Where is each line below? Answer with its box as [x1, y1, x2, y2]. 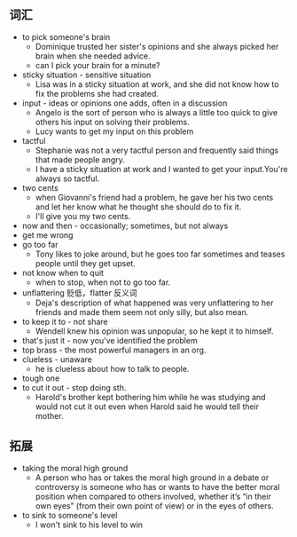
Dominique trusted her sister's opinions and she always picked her [35, 41, 279, 51]
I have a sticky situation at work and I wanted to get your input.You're [35, 163, 288, 174]
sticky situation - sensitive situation [21, 69, 152, 80]
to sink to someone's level [21, 509, 118, 520]
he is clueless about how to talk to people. [35, 363, 190, 374]
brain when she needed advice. [35, 51, 151, 61]
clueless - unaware [21, 353, 93, 365]
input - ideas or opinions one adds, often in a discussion [21, 98, 228, 108]
